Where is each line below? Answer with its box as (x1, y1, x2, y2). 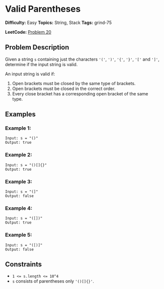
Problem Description (5, 43, 70, 52)
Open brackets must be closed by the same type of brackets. (12, 80, 136, 86)
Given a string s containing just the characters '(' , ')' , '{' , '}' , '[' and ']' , (5, 56, 160, 62)
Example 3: (5, 178, 33, 185)
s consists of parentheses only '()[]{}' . (12, 278, 94, 284)
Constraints (5, 260, 42, 268)
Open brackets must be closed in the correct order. (12, 86, 116, 91)
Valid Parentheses (5, 3, 81, 15)
